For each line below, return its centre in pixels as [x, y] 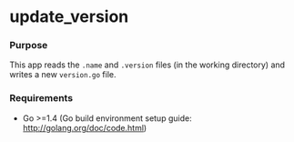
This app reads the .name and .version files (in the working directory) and [147, 65]
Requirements [41, 98]
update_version [69, 17]
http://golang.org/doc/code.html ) [85, 127]
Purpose [29, 46]
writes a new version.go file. [63, 75]
